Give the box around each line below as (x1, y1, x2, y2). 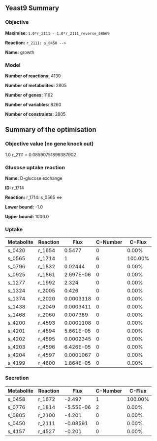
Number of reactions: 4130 (5, 73, 61, 79)
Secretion (5, 375, 29, 382)
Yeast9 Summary (5, 4, 59, 12)
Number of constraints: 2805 (5, 111, 66, 117)
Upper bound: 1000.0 (5, 213, 49, 219)
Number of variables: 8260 (5, 101, 62, 107)
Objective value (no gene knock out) (5, 141, 94, 147)
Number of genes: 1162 (5, 92, 53, 98)
